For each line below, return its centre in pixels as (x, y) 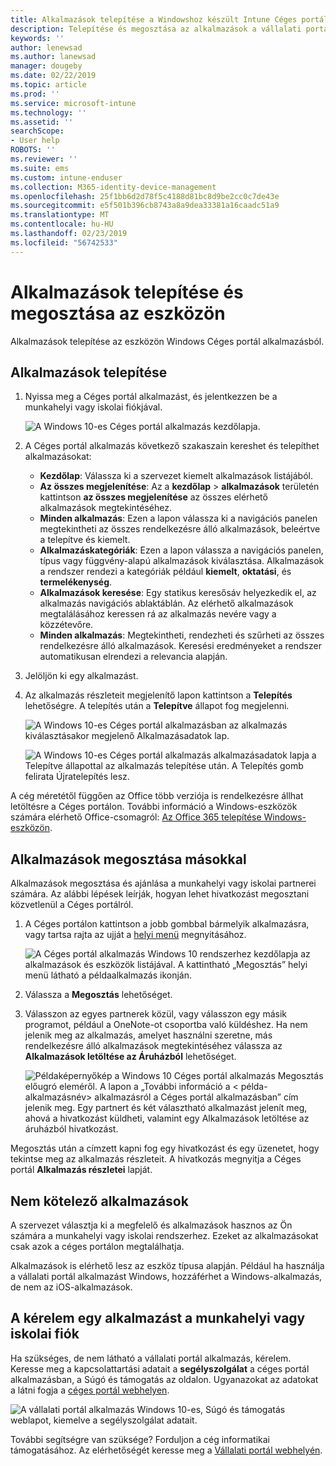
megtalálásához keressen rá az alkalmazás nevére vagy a (158, 614)
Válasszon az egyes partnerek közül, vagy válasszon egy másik (155, 1014)
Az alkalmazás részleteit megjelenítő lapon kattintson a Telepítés (158, 695)
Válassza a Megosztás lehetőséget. (98, 995)
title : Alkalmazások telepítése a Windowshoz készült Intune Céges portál (169, 19)
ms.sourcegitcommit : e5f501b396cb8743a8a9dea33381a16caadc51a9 (145, 206)
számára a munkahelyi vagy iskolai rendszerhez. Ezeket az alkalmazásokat (164, 1235)
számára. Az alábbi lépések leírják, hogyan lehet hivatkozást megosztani (160, 894)
